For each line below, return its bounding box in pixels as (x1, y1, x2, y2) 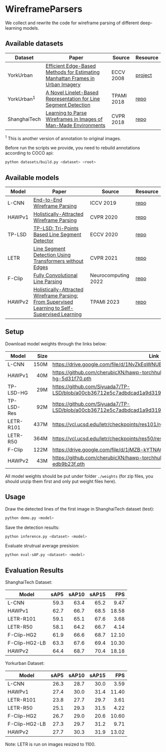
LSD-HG (7, 389, 28, 396)
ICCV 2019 (90, 199, 117, 206)
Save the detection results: (5, 524, 60, 530)
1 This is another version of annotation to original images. (5, 135, 122, 141)
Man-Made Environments (45, 122, 106, 129)
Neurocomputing (90, 272, 129, 279)
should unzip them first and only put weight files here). (5, 478, 117, 484)
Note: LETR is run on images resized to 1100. (5, 741, 96, 748)
